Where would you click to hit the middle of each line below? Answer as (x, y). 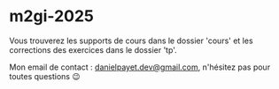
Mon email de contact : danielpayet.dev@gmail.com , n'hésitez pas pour (140, 67)
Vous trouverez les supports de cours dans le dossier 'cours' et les (132, 41)
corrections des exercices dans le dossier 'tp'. (93, 49)
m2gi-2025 (52, 16)
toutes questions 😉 (45, 76)
